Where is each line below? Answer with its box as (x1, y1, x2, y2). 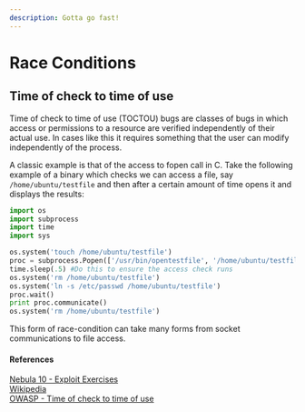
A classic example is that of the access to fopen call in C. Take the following (9, 159, 293, 170)
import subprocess (9, 215, 79, 224)
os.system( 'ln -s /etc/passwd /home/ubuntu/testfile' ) (9, 281, 221, 291)
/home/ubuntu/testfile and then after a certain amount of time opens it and (9, 178, 292, 189)
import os (9, 206, 47, 215)
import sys (9, 231, 51, 241)
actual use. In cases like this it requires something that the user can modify (9, 132, 290, 143)
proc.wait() (9, 290, 54, 299)
